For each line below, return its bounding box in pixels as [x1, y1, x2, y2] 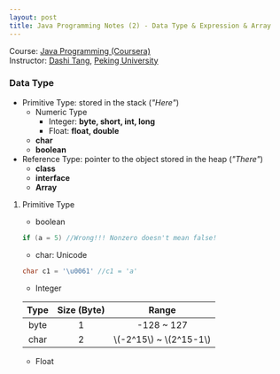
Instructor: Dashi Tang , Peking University [9, 55, 159, 66]
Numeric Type [35, 106, 88, 117]
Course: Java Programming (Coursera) [9, 45, 151, 56]
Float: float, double [48, 125, 120, 136]
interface [35, 172, 71, 183]
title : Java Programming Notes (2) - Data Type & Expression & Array [9, 21, 272, 30]
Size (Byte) [57, 303, 105, 316]
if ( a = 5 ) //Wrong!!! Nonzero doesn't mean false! [21, 233, 217, 242]
